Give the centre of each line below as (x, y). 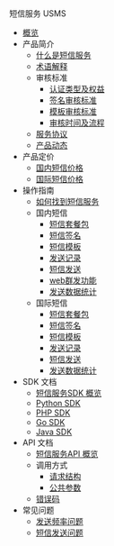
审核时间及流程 (77, 123)
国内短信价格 (59, 168)
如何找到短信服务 (67, 201)
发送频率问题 (59, 521)
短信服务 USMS (38, 14)
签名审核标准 (73, 100)
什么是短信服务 (63, 55)
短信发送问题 (59, 532)
